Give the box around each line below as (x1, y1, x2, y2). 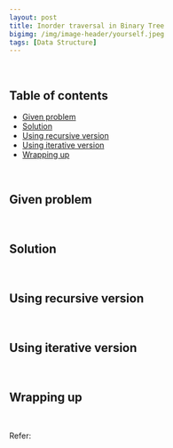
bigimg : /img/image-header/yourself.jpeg (9, 29, 165, 38)
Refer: (9, 430, 32, 441)
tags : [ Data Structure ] (9, 37, 98, 47)
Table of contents (9, 88, 108, 103)
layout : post (9, 12, 58, 22)
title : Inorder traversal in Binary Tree (9, 21, 165, 30)
